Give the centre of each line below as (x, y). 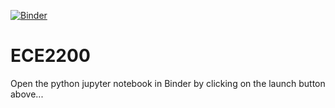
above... (27, 94)
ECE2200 (50, 56)
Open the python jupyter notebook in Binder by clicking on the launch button (168, 83)
